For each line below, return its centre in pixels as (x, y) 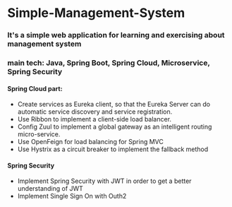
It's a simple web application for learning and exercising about (116, 35)
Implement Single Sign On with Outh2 (72, 196)
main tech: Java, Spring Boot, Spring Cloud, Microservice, (109, 63)
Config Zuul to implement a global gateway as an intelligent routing (115, 127)
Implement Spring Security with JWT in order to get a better (104, 181)
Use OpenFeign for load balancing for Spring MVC (90, 142)
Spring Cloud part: (35, 88)
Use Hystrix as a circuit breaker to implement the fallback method (113, 149)
